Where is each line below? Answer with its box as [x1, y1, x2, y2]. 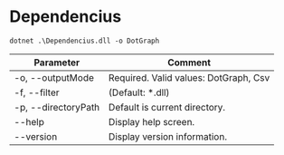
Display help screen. [108, 115, 195, 128]
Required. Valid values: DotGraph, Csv [108, 71, 270, 83]
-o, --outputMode [14, 71, 95, 83]
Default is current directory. [108, 101, 226, 113]
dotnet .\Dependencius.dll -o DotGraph [9, 36, 160, 45]
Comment [166, 56, 211, 69]
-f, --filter [14, 86, 60, 99]
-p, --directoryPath [14, 101, 100, 113]
